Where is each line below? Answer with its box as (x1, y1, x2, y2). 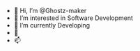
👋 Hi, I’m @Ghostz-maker (13, 7, 87, 14)
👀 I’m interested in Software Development (13, 14, 134, 22)
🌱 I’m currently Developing (13, 21, 91, 29)
